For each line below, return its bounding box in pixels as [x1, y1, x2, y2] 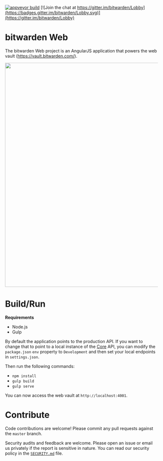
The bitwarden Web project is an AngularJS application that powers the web [5, 48, 157, 53]
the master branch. [5, 430, 43, 436]
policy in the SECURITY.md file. [5, 450, 63, 456]
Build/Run [5, 298, 46, 310]
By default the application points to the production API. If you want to [5, 338, 143, 344]
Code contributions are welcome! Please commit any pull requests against [5, 425, 154, 431]
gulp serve [12, 384, 34, 389]
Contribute [5, 410, 50, 421]
